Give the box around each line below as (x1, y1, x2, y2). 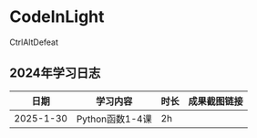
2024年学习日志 (9, 66, 101, 81)
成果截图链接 (188, 94, 243, 107)
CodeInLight (9, 6, 105, 27)
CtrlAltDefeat (9, 37, 59, 48)
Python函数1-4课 (76, 112, 152, 125)
